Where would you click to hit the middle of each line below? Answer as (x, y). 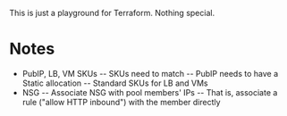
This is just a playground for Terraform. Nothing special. (112, 13)
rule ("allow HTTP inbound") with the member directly (121, 102)
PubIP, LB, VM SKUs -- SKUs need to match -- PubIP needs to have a (150, 73)
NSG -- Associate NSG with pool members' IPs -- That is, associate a (150, 92)
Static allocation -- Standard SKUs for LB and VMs (115, 83)
